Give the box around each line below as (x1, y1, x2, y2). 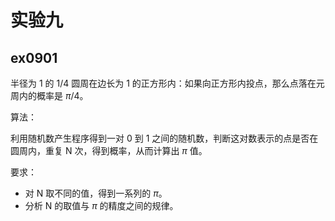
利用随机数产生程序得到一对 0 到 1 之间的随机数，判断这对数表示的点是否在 (10, 132, 319, 144)
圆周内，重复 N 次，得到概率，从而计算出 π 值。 (10, 145, 208, 156)
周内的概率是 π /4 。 (10, 90, 89, 101)
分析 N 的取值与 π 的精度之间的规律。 (24, 200, 179, 211)
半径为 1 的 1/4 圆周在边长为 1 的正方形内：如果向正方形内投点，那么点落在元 (10, 77, 325, 89)
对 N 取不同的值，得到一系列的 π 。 (24, 187, 168, 199)
